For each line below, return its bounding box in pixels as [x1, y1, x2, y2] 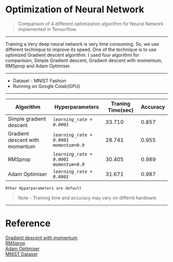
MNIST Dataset [5, 251, 38, 257]
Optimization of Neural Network [5, 4, 144, 15]
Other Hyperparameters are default [5, 185, 82, 191]
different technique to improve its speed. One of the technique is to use [5, 46, 157, 53]
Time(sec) [108, 107, 134, 114]
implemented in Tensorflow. [18, 26, 77, 32]
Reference [5, 218, 50, 230]
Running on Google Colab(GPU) [12, 83, 81, 89]
